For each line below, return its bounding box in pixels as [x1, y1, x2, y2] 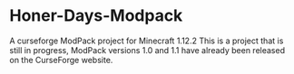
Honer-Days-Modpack [9, 5, 183, 26]
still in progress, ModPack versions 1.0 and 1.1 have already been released [9, 44, 286, 55]
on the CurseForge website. [9, 54, 113, 65]
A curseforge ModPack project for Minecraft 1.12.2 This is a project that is [9, 35, 284, 46]
